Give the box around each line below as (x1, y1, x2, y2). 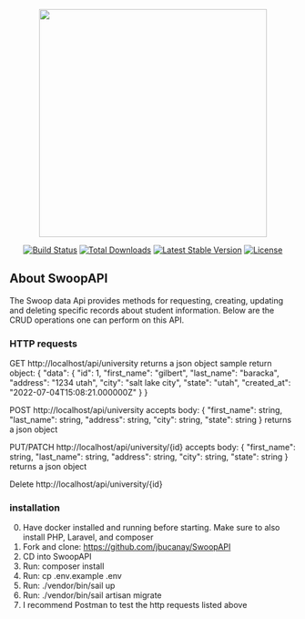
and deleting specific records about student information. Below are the (9, 304, 275, 315)
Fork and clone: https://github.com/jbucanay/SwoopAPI (22, 542, 231, 552)
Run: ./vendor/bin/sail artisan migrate (22, 590, 162, 601)
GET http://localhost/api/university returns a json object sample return (9, 358, 272, 369)
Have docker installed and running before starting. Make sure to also (22, 522, 280, 533)
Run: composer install (22, 561, 105, 572)
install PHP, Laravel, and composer (22, 531, 154, 542)
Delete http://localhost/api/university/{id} (9, 479, 163, 490)
